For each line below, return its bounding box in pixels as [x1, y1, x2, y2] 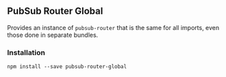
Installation [7, 48, 46, 57]
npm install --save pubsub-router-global [7, 63, 127, 70]
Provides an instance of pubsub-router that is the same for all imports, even [7, 23, 220, 31]
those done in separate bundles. [7, 31, 99, 39]
